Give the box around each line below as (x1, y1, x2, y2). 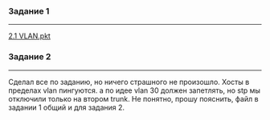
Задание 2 (8, 51, 51, 62)
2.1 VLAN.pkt (8, 31, 51, 41)
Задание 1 (8, 6, 50, 17)
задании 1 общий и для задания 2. (8, 102, 125, 112)
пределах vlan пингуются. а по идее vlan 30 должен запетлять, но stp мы (8, 86, 261, 95)
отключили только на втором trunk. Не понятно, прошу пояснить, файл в (8, 94, 259, 103)
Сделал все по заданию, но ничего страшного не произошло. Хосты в (8, 77, 250, 86)
